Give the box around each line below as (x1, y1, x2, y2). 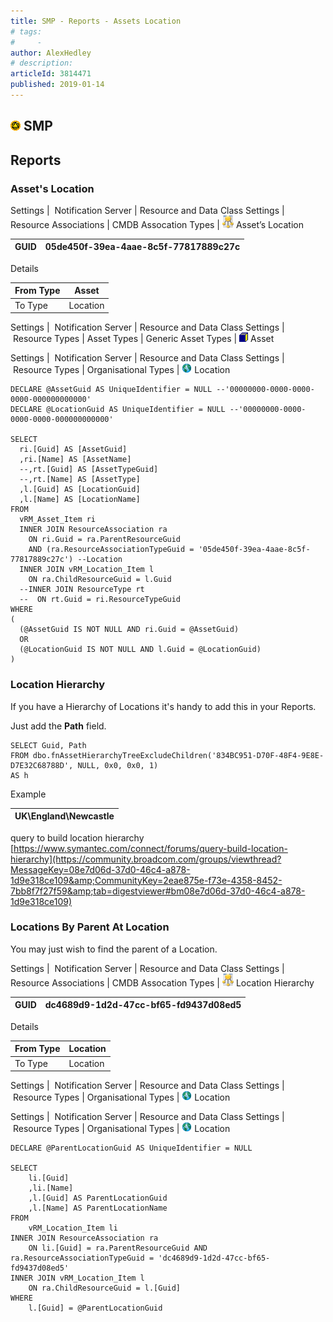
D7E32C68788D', (10, 760, 74, 770)
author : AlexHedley (10, 48, 92, 58)
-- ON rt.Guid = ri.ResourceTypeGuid (19, 595, 182, 605)
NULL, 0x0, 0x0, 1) (77, 760, 159, 770)
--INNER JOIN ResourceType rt (19, 585, 145, 595)
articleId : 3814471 (10, 69, 92, 79)
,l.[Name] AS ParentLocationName (28, 1203, 168, 1214)
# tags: (10, 26, 43, 37)
